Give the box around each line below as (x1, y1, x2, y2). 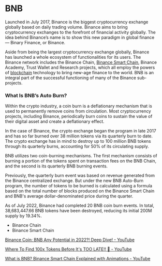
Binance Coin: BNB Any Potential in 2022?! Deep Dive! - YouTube (5, 237, 135, 243)
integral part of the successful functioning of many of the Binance (5, 75, 136, 81)
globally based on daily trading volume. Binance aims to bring (5, 24, 128, 30)
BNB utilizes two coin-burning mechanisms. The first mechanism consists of (5, 153, 157, 159)
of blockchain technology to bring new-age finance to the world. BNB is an (5, 69, 154, 75)
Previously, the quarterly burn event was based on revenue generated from (5, 173, 155, 179)
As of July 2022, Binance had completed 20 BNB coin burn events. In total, (5, 202, 155, 209)
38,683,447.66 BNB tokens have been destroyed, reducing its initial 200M (5, 208, 152, 214)
